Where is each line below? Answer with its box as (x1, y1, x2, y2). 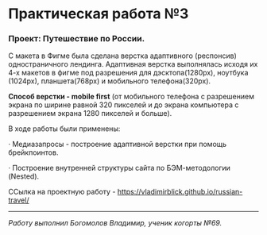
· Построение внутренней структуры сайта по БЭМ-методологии (8, 164, 230, 173)
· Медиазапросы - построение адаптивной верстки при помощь (8, 140, 227, 149)
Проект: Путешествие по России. (8, 33, 145, 44)
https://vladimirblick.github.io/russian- (117, 187, 243, 197)
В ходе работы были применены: (8, 124, 121, 133)
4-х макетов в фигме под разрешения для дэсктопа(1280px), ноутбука (8, 68, 249, 78)
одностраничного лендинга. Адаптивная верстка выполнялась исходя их (8, 60, 258, 69)
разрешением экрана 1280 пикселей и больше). (8, 109, 172, 118)
